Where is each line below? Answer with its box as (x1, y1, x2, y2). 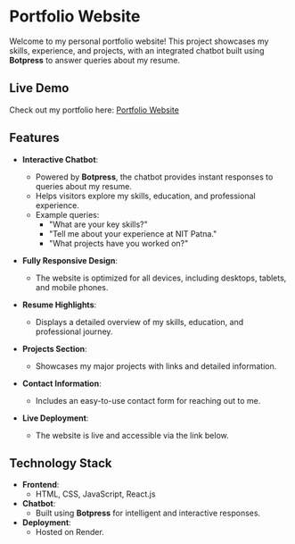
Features (9, 130, 60, 146)
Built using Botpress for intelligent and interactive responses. (35, 507, 261, 519)
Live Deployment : (21, 413, 89, 423)
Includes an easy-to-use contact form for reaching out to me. (35, 395, 261, 406)
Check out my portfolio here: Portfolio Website (9, 105, 180, 115)
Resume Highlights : (21, 299, 97, 310)
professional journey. (35, 326, 113, 337)
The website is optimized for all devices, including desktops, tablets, (35, 272, 287, 283)
